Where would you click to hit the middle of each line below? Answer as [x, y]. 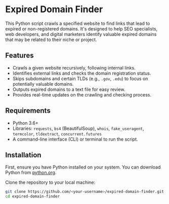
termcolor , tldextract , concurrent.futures [57, 133]
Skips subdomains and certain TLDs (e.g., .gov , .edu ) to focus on [80, 78]
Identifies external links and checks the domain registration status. [82, 73]
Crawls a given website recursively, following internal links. [74, 67]
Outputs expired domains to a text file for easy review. [69, 89]
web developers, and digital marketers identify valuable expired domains [81, 34]
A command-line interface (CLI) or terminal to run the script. [75, 139]
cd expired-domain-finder [32, 196]
